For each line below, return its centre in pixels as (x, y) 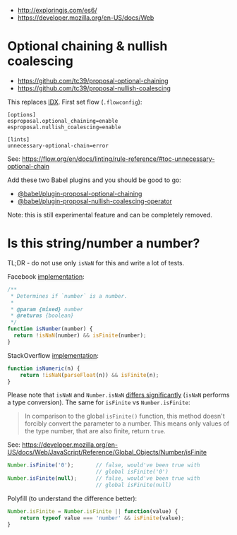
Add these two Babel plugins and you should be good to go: (94, 180)
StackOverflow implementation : (53, 355)
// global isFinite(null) (134, 485)
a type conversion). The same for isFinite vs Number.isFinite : (99, 402)
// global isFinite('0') (132, 472)
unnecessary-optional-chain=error (58, 145)
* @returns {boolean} (42, 316)
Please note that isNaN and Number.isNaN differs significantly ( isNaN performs (119, 395)
